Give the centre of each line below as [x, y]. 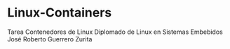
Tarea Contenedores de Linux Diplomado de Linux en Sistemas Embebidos [115, 32]
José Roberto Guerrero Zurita [50, 39]
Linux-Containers [60, 13]
